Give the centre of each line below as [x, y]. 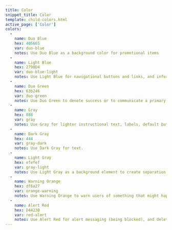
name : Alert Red [32, 205]
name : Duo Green [32, 86]
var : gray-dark [31, 143]
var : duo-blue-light [36, 72]
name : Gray [26, 110]
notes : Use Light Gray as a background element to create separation [90, 172]
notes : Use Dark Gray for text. [49, 148]
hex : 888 [24, 115]
